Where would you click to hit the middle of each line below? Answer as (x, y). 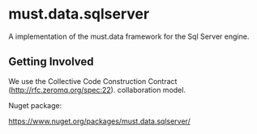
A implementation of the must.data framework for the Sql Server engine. (129, 36)
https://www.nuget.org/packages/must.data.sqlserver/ (99, 121)
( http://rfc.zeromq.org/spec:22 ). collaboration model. (97, 90)
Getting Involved (51, 62)
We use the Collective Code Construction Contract (93, 81)
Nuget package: (35, 105)
